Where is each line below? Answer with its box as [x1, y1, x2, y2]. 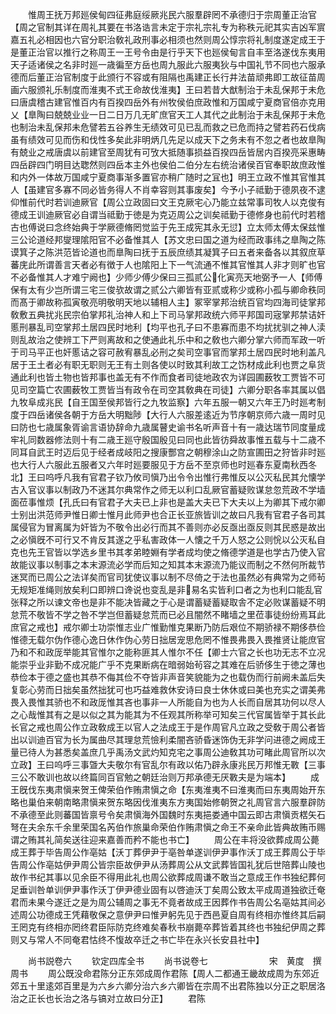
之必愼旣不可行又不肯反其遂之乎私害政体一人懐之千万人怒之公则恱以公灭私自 [10, 534, 326, 545]
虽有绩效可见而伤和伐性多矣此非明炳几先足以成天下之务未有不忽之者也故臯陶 [10, 134, 326, 145]
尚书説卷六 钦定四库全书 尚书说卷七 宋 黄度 [27, 955, 305, 967]
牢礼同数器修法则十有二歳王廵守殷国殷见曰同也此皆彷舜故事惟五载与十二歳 [10, 434, 317, 445]
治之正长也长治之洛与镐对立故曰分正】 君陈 [10, 993, 206, 1004]
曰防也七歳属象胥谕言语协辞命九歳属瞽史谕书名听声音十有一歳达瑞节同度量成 [10, 421, 326, 433]
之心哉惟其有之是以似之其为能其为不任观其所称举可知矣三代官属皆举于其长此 [10, 709, 326, 720]
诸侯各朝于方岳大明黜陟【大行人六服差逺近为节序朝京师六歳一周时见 [44, 409, 326, 420]
